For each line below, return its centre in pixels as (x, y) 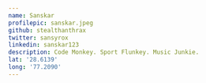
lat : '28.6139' (33, 60)
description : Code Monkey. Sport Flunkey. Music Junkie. (104, 52)
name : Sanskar (32, 15)
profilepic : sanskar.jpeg (51, 23)
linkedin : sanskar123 (44, 45)
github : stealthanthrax (47, 30)
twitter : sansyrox (38, 38)
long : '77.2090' (35, 67)
